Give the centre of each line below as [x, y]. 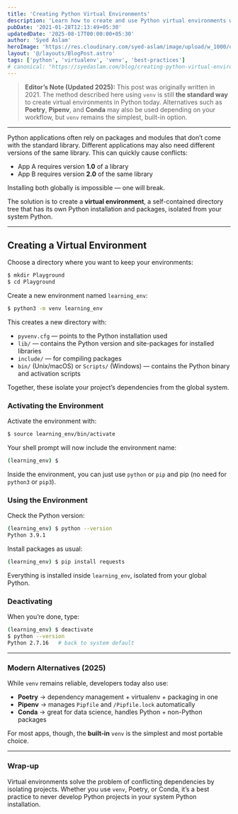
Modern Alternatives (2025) [57, 668]
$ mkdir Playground [36, 275]
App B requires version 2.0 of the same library [85, 174]
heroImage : [23, 47]
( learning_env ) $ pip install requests [66, 562]
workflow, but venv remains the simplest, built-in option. [106, 117]
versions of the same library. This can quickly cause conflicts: [97, 153]
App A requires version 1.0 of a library [73, 166]
